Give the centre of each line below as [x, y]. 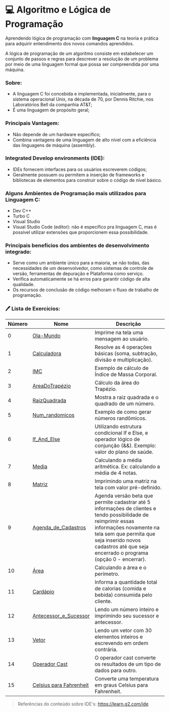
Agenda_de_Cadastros [59, 528]
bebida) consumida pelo [123, 595]
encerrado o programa [121, 553]
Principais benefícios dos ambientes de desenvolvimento [77, 245]
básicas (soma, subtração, [126, 353]
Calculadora [47, 353]
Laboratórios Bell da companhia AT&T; [52, 105]
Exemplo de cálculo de [121, 368]
